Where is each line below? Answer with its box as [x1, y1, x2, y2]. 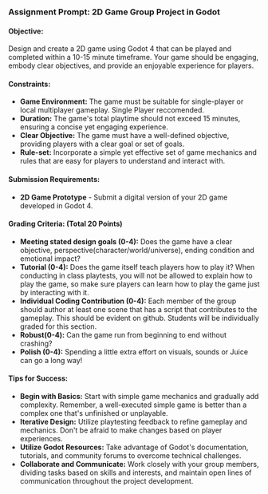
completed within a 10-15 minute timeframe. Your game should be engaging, [8, 53, 259, 62]
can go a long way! [19, 355, 83, 365]
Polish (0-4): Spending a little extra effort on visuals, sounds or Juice [19, 346, 249, 357]
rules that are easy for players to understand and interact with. [19, 156, 226, 166]
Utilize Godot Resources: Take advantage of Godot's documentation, [19, 442, 249, 452]
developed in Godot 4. [19, 200, 93, 210]
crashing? [19, 338, 53, 348]
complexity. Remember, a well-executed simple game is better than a [19, 400, 247, 409]
